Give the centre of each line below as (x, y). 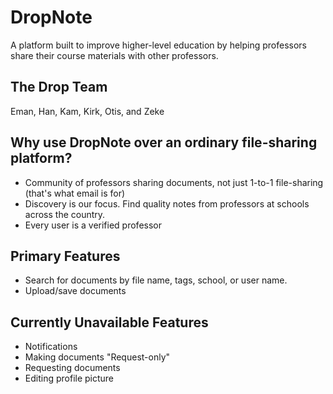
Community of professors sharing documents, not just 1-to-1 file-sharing (174, 182)
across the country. (65, 214)
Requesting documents (72, 368)
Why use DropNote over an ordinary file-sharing (164, 142)
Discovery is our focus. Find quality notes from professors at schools (167, 203)
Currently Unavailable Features (109, 322)
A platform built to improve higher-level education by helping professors (158, 45)
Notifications (51, 347)
